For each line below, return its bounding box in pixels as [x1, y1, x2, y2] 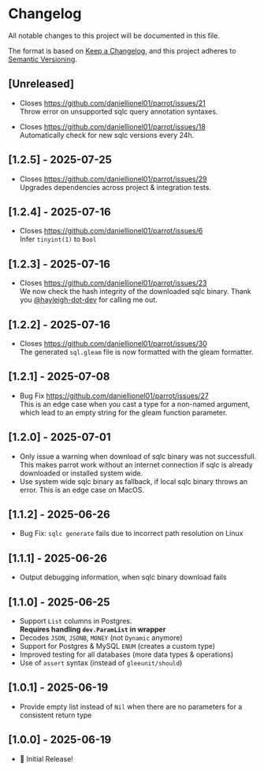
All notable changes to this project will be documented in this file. [8, 31, 221, 40]
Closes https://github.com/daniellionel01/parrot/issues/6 [19, 226, 203, 236]
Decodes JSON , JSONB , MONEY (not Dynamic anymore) [19, 633, 183, 642]
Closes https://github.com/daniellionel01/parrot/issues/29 [19, 174, 207, 184]
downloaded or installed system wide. [19, 468, 143, 478]
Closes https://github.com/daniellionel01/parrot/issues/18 [19, 121, 206, 131]
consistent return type [19, 710, 92, 720]
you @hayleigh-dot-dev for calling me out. [19, 295, 158, 304]
